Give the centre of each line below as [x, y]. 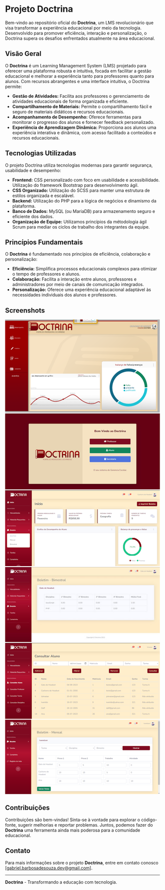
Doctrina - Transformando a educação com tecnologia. [61, 882]
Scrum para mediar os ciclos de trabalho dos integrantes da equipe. [81, 227]
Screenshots [25, 310]
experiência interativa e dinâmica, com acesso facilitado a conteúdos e [84, 132]
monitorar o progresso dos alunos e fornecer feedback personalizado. [83, 122]
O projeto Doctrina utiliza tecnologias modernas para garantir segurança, [79, 165]
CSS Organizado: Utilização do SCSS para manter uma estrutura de [81, 190]
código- [149, 820]
